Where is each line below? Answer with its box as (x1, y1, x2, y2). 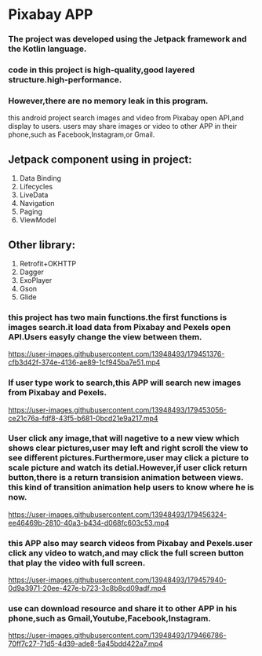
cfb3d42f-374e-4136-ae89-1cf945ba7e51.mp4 (8, 357, 161, 367)
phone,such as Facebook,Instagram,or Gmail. (8, 130, 155, 139)
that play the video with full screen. (8, 557, 146, 568)
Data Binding (19, 174, 61, 183)
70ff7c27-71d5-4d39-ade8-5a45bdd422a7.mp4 (8, 639, 163, 649)
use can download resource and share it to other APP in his (8, 603, 238, 614)
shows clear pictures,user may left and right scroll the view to (8, 442, 249, 453)
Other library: (8, 238, 76, 251)
